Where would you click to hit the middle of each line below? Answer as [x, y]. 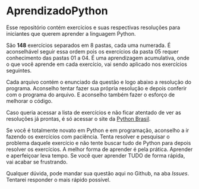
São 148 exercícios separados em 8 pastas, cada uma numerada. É [89, 45]
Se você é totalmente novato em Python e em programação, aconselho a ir [98, 130]
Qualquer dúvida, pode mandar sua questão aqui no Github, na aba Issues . [98, 173]
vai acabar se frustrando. [37, 162]
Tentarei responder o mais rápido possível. [59, 179]
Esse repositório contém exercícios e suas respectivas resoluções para [93, 27]
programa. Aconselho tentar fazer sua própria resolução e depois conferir [97, 88]
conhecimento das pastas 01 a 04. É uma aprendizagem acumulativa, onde [98, 58]
